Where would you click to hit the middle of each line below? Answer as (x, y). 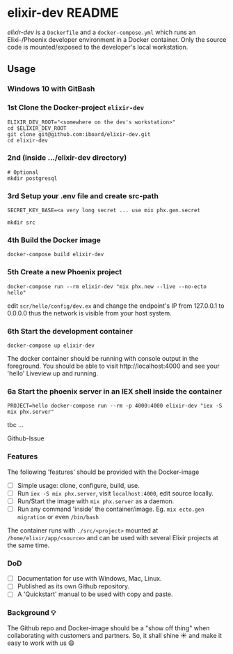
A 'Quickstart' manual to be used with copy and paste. (95, 594)
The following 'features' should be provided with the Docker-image (103, 472)
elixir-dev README (63, 13)
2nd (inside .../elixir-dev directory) (67, 158)
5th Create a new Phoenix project (65, 272)
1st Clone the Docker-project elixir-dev (76, 107)
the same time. (29, 545)
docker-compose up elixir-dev (51, 346)
